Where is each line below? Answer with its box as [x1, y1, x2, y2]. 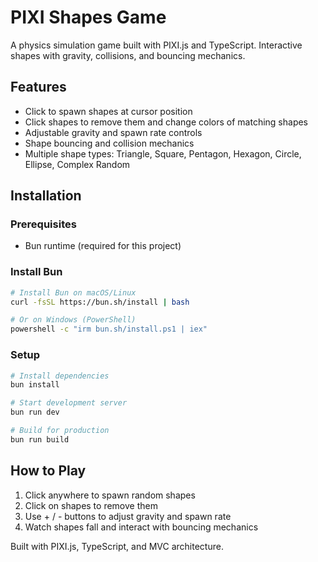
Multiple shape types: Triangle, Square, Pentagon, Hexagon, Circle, [24, 147, 302, 160]
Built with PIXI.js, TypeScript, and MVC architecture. [10, 540, 224, 552]
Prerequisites [10, 217, 77, 231]
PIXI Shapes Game [10, 6, 167, 29]
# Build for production [10, 426, 110, 436]
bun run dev [10, 407, 60, 418]
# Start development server [10, 398, 128, 408]
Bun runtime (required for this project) [24, 240, 182, 252]
